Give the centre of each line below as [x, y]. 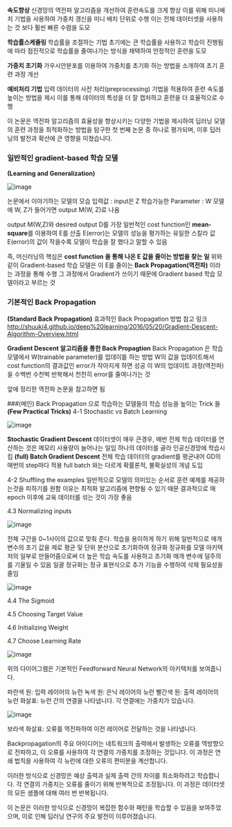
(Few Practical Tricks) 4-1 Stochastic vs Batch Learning [87, 411]
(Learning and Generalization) [51, 174]
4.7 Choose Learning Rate [44, 641]
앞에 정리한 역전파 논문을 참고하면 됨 [56, 389]
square [18, 233]
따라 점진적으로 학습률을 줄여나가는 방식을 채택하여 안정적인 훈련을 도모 [110, 51]
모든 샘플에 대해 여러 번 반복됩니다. [61, 792]
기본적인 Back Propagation [52, 302]
